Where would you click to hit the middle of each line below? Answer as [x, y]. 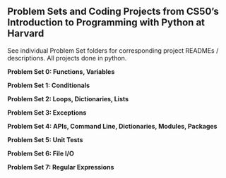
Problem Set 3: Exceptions [47, 113]
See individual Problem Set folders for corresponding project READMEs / [113, 50]
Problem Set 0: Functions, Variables [61, 71]
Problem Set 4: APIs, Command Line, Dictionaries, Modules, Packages [112, 126]
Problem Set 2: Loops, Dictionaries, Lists [68, 98]
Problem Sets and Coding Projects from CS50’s [113, 12]
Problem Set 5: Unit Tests [45, 139]
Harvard [26, 33]
